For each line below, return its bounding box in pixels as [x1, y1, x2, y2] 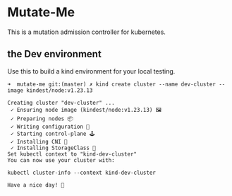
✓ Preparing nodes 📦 [10, 115, 74, 122]
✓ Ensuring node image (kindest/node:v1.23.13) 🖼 [10, 106, 162, 113]
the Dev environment [7, 48, 102, 60]
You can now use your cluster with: [7, 156, 115, 163]
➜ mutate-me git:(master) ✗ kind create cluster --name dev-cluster [7, 81, 216, 88]
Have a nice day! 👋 [7, 181, 65, 188]
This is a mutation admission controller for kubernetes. [7, 28, 166, 36]
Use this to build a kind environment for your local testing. [7, 67, 176, 75]
